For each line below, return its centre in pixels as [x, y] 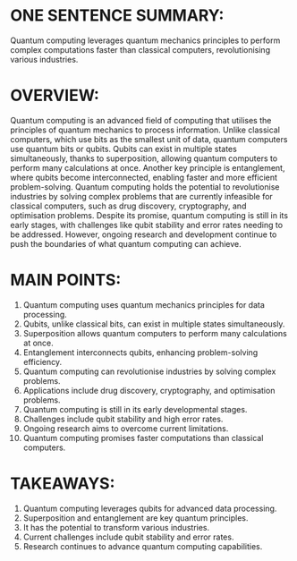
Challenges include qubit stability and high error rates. [123, 419]
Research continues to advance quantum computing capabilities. [143, 546]
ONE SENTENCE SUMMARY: [117, 16]
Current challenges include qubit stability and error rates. [128, 537]
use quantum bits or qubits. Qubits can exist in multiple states [124, 149]
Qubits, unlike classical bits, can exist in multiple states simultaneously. [154, 324]
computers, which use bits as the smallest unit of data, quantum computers [149, 139]
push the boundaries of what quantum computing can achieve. [126, 243]
